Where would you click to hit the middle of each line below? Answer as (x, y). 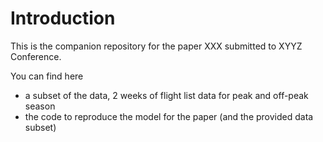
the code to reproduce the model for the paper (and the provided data (169, 116)
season (40, 106)
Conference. (36, 56)
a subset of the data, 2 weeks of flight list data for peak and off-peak (166, 95)
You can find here (47, 76)
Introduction (63, 18)
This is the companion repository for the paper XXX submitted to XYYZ (156, 46)
